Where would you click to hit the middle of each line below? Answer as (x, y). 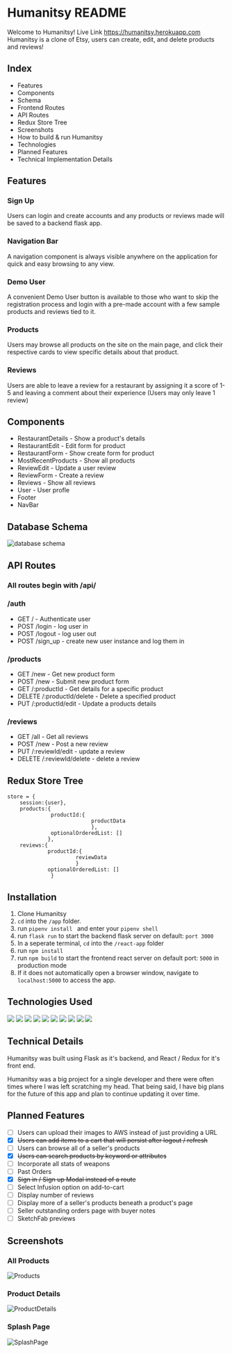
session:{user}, (43, 803)
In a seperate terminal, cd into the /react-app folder (91, 943)
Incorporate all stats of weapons (64, 1163)
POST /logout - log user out (57, 633)
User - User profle (43, 490)
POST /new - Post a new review (63, 744)
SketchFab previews (46, 1219)
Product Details (34, 1293)
